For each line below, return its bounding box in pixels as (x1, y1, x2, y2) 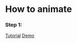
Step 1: (5, 21, 22, 28)
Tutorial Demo (5, 32, 35, 38)
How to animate (5, 3, 72, 15)
